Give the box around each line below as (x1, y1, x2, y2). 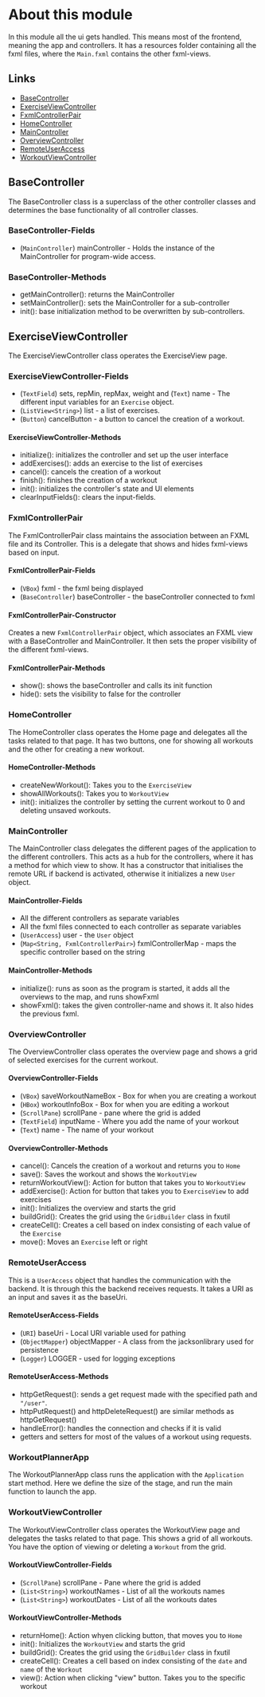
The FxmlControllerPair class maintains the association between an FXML (8, 530, 250, 540)
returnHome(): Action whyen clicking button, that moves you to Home (19, 1630, 243, 1640)
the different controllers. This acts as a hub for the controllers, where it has (8, 852, 254, 862)
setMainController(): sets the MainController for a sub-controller (19, 298, 230, 308)
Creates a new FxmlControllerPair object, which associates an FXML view (8, 628, 253, 638)
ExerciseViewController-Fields (8, 371, 129, 382)
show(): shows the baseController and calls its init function (19, 681, 212, 690)
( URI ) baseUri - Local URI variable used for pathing (19, 1328, 186, 1338)
